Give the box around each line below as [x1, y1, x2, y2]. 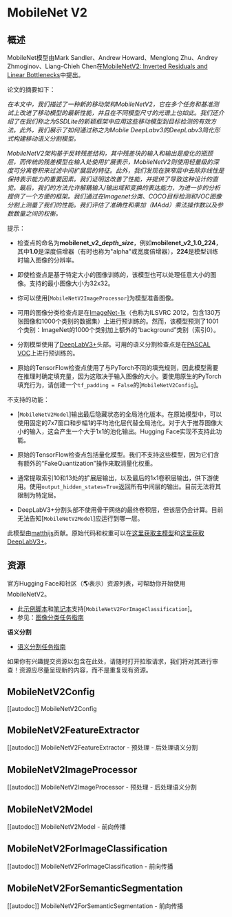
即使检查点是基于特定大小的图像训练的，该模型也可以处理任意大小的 [17, 271, 211, 278]
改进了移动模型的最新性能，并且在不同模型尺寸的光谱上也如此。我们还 [19, 109, 218, 116]
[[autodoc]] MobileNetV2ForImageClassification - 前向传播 [7, 862, 173, 870]
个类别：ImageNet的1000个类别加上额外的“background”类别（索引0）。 [17, 326, 220, 333]
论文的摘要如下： [7, 85, 56, 94]
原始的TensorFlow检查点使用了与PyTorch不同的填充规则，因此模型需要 [17, 364, 219, 371]
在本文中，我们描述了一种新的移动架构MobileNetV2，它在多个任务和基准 [7, 100, 213, 108]
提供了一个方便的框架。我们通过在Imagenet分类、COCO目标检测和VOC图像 [7, 192, 222, 200]
